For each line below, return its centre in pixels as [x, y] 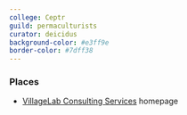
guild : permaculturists [53, 26]
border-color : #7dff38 [51, 51]
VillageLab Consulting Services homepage [100, 101]
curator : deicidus [43, 34]
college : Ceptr [37, 17]
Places [24, 82]
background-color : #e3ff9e [59, 42]
